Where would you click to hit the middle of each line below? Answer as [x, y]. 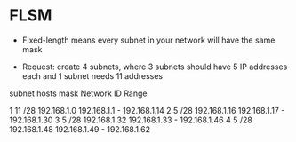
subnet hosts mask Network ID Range [78, 93]
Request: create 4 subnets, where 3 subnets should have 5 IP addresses [155, 67]
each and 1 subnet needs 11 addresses [92, 75]
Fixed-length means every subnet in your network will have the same [148, 40]
